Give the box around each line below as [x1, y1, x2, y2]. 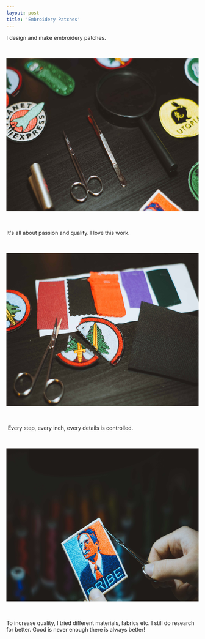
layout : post [6, 10, 40, 16]
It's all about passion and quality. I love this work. [6, 229, 130, 236]
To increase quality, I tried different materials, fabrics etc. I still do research [6, 619, 195, 627]
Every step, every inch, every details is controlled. [7, 424, 134, 432]
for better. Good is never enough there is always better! [6, 626, 145, 633]
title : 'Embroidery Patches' [6, 16, 81, 23]
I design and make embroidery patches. [6, 34, 106, 41]
